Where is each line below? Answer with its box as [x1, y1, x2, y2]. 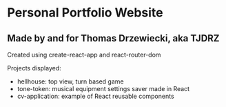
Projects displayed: [7, 64, 62, 72]
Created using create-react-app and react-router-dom [7, 50, 161, 59]
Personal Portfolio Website [7, 5, 163, 21]
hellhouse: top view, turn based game [17, 77, 124, 86]
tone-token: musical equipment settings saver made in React [17, 85, 190, 93]
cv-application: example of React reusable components [17, 92, 174, 100]
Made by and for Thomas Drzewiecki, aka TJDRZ [7, 32, 220, 44]
